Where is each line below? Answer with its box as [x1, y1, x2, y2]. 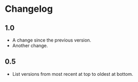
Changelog [5, 3, 53, 15]
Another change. [12, 43, 48, 49]
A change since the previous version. [12, 37, 91, 43]
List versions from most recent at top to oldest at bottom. [12, 71, 133, 77]
